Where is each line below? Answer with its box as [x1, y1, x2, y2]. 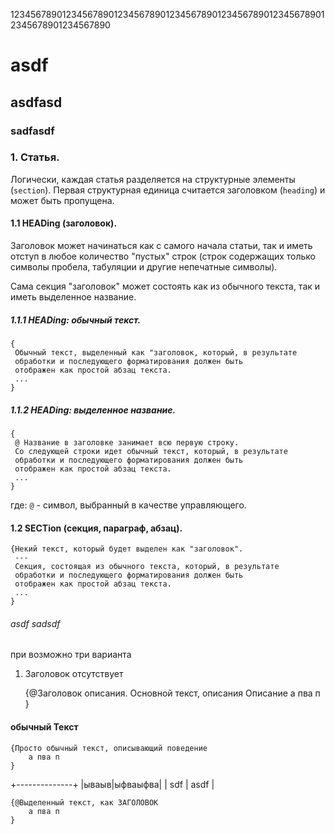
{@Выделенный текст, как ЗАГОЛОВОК [10, 797, 159, 808]
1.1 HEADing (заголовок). [10, 217, 118, 229]
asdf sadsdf [10, 617, 61, 629]
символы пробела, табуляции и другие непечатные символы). [10, 261, 278, 273]
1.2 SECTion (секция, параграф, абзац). [10, 522, 183, 534]
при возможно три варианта [10, 649, 132, 661]
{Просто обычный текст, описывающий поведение [10, 743, 208, 753]
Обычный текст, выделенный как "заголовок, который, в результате [14, 347, 298, 358]
